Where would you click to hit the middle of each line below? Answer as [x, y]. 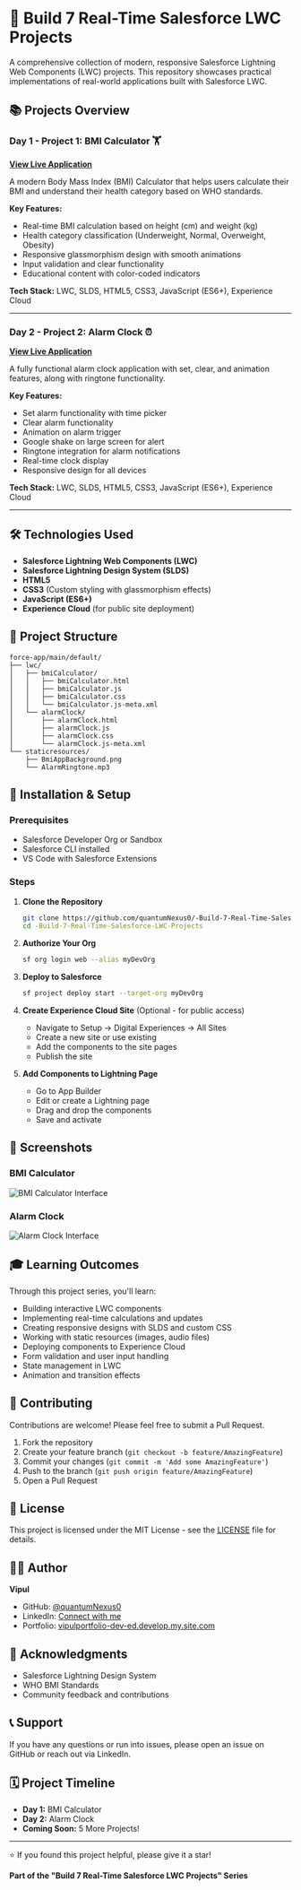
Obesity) [38, 245]
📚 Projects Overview [69, 111]
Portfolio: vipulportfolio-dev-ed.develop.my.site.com [119, 1626]
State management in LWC [72, 1365]
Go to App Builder [69, 1091]
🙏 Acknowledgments [69, 1654]
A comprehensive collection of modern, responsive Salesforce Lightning [142, 62]
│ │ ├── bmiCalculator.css [68, 697]
